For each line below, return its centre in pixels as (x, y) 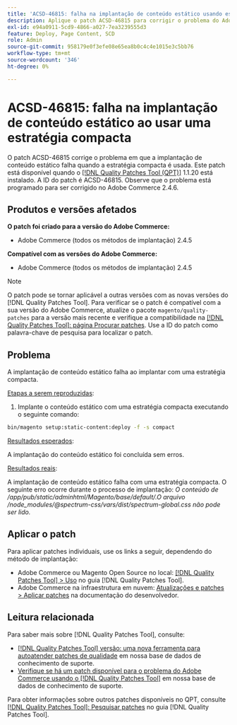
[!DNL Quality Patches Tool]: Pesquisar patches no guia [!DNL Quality (108, 707)
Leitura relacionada (51, 617)
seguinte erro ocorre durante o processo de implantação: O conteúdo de (113, 489)
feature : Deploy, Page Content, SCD (61, 34)
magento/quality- (183, 311)
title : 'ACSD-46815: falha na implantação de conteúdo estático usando (115, 14)
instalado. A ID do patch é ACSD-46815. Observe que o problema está (109, 180)
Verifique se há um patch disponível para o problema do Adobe (109, 671)
